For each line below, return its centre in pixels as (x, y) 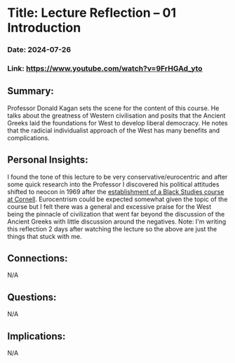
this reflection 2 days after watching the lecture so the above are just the (112, 228)
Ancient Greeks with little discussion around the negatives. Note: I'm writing (117, 221)
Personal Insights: (48, 160)
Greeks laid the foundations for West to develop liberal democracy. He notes (117, 123)
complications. (29, 137)
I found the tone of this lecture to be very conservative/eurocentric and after (117, 177)
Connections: (38, 258)
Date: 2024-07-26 (39, 50)
